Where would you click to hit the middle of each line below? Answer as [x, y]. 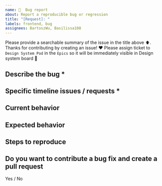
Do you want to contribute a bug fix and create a [81, 159]
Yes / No [14, 179]
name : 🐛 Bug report [27, 10]
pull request [24, 167]
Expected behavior [35, 125]
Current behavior [32, 108]
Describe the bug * [35, 74]
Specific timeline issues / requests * [63, 91]
